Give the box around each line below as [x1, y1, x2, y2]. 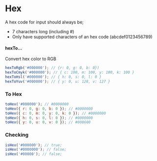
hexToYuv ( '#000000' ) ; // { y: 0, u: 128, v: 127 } [5, 79, 111, 84]
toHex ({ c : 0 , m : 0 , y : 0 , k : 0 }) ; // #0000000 [5, 111, 106, 115]
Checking [5, 132, 29, 138]
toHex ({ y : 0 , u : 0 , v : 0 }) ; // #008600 [5, 120, 91, 125]
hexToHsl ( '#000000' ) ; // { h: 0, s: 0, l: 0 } [5, 74, 102, 79]
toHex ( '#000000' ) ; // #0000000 [5, 101, 69, 107]
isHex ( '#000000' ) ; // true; [5, 142, 63, 147]
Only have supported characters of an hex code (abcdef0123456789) [12, 34, 153, 40]
